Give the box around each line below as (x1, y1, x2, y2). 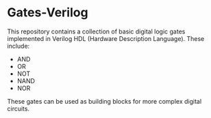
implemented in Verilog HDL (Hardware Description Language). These (7, 34, 205, 42)
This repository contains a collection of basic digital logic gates (7, 27, 186, 35)
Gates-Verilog (7, 5, 88, 20)
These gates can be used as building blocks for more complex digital (7, 97, 202, 105)
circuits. (7, 104, 29, 113)
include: (7, 42, 30, 50)
